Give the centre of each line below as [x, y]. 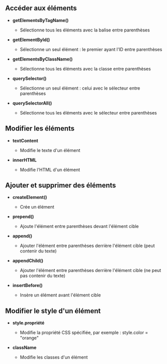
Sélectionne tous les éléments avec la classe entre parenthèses [85, 68]
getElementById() [31, 39]
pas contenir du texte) [43, 276]
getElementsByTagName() [40, 20]
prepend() [23, 216]
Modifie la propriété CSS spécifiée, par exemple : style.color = [84, 332]
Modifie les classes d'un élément [54, 357]
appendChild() [28, 261]
